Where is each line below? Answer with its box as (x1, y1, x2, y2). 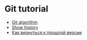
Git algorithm (11, 19, 38, 25)
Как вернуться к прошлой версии (11, 29, 82, 35)
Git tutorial (4, 3, 49, 14)
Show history (11, 24, 38, 30)
